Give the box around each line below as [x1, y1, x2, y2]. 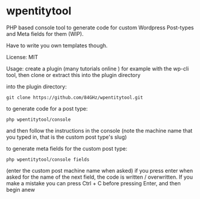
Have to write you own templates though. [6, 42, 108, 49]
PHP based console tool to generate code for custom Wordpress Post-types [6, 24, 194, 31]
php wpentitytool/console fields [6, 157, 90, 163]
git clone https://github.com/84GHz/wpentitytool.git [6, 94, 144, 100]
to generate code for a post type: [6, 105, 88, 112]
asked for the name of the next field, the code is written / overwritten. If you [6, 173, 193, 180]
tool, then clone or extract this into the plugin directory [6, 71, 141, 78]
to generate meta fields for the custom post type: [6, 145, 128, 152]
